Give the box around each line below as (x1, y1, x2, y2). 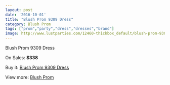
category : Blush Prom (5, 21, 51, 27)
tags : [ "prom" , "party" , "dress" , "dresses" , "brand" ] (5, 26, 114, 31)
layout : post (5, 7, 33, 13)
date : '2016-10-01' (5, 12, 47, 17)
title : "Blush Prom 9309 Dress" (5, 17, 73, 22)
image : (5, 31, 19, 36)
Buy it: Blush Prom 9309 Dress (5, 64, 69, 70)
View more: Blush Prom (5, 74, 54, 80)
